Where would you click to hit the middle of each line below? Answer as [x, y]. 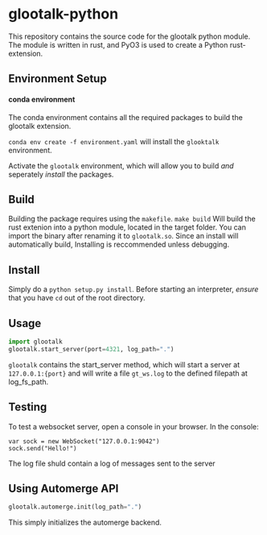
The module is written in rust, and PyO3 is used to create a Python [118, 44]
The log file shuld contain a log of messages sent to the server [112, 463]
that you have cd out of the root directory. [77, 298]
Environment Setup [58, 79]
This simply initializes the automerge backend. [85, 523]
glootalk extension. [40, 126]
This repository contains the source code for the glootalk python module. [129, 36]
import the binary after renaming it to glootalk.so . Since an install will [123, 236]
